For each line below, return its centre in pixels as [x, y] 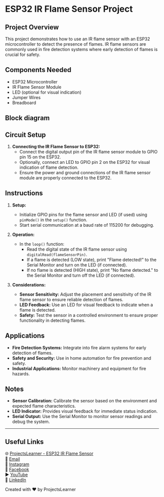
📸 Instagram [17, 464]
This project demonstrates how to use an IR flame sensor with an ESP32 [78, 39]
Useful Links [24, 442]
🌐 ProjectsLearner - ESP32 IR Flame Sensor [49, 454]
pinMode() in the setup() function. [53, 220]
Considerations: [29, 285]
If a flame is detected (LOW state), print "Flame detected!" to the [92, 260]
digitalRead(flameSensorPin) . [57, 254]
